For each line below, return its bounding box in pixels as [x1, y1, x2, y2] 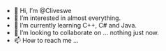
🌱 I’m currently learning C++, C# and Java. [13, 21, 137, 29]
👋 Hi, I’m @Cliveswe [13, 7, 72, 14]
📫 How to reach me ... [13, 37, 79, 44]
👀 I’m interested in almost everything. [13, 14, 121, 22]
